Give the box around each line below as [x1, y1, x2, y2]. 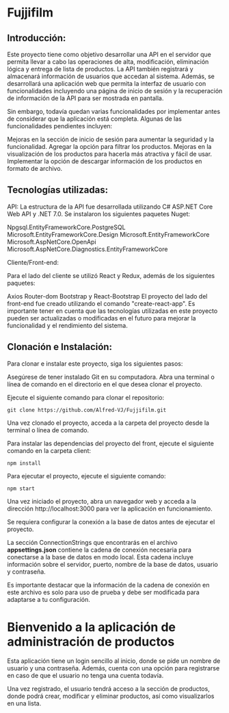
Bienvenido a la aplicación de [7, 619, 176, 635]
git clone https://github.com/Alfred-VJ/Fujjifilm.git [7, 406, 167, 413]
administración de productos [7, 633, 175, 649]
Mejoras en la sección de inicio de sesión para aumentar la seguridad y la [7, 135, 214, 143]
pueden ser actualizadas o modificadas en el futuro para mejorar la [7, 314, 196, 322]
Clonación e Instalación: [7, 341, 113, 353]
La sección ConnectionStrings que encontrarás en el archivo [7, 538, 178, 546]
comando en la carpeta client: [7, 446, 91, 454]
